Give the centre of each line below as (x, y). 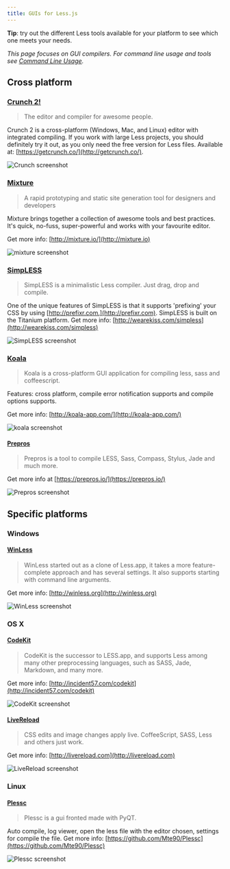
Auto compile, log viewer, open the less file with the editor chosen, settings (113, 831)
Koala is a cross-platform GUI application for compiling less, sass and (122, 374)
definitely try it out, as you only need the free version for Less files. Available (115, 145)
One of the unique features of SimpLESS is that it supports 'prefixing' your (112, 305)
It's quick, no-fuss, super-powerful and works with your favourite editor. (109, 225)
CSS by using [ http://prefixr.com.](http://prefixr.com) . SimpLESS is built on (112, 313)
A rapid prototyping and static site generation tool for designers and (119, 198)
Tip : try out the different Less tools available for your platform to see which (113, 33)
